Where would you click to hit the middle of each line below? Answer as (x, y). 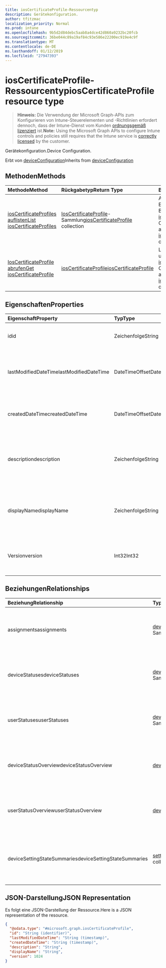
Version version (25, 556)
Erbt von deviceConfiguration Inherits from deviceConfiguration (69, 160)
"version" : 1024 (26, 956)
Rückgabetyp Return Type (92, 190)
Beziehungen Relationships (47, 589)
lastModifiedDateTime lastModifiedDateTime (59, 372)
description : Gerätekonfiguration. (42, 14)
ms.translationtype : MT (30, 42)
